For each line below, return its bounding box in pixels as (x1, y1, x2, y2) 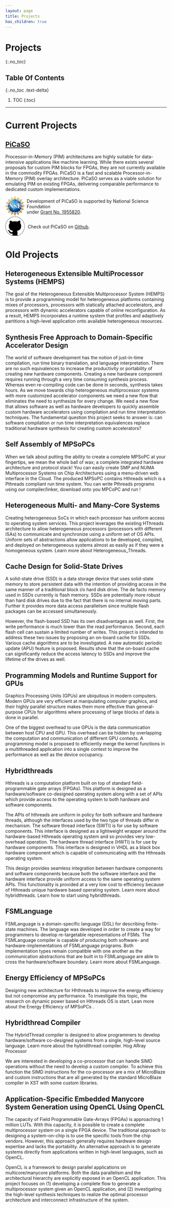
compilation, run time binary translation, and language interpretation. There (5, 360, 164, 366)
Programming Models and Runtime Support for (5, 671, 158, 680)
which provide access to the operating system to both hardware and (5, 796, 149, 802)
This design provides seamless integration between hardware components (5, 865, 163, 871)
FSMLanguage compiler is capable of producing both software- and (5, 937, 149, 943)
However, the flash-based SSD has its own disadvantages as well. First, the (5, 618, 164, 624)
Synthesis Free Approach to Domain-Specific (5, 333, 153, 341)
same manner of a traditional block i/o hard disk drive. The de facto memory (5, 587, 166, 593)
